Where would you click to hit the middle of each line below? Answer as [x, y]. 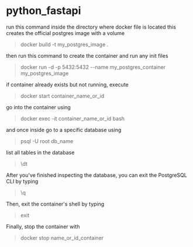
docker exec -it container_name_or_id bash [72, 119]
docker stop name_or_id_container [62, 238]
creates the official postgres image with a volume [65, 33]
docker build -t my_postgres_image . [64, 44]
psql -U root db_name [47, 141]
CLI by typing [22, 181]
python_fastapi [44, 11]
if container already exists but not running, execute [67, 84]
